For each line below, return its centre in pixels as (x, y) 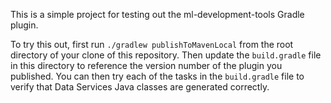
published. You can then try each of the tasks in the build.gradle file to (157, 76)
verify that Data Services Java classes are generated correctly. (140, 87)
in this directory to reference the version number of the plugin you (146, 65)
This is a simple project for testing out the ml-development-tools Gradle (157, 14)
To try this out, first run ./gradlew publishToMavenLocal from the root (152, 44)
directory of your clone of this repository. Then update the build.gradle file (166, 55)
